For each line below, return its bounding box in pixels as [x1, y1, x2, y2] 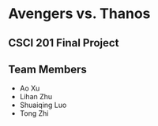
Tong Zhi [19, 109, 49, 118]
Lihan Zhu [19, 92, 53, 102]
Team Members [8, 62, 87, 76]
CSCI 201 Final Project [8, 36, 119, 50]
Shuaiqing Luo [19, 100, 67, 110]
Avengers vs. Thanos [8, 5, 151, 23]
